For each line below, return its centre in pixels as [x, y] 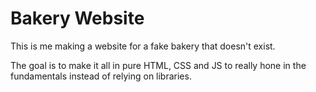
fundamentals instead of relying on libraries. [101, 76]
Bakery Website [77, 18]
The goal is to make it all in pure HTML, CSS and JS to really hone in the [158, 65]
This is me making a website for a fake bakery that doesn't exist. [143, 46]
